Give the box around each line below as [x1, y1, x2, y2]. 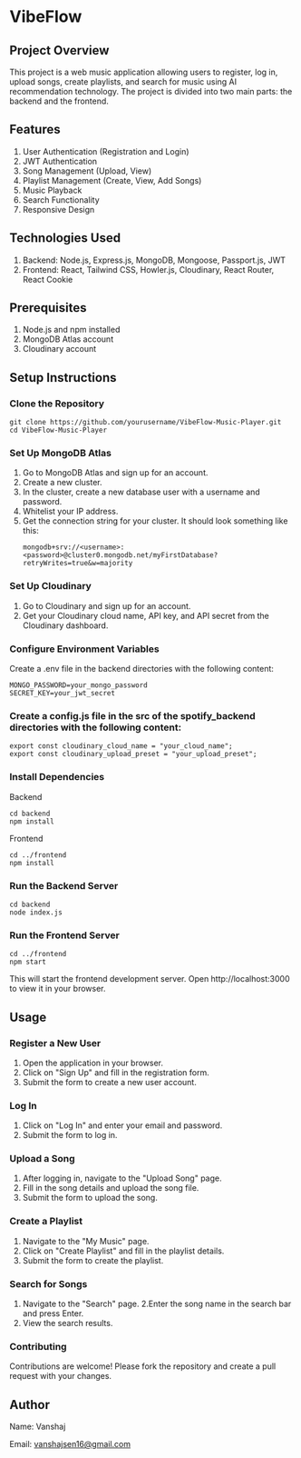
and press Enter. [22, 1308, 84, 1319]
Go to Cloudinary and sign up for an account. [22, 600, 191, 611]
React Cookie [22, 274, 73, 285]
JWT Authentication [22, 155, 98, 166]
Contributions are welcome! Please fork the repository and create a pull [9, 1361, 277, 1372]
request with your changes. [9, 1371, 112, 1382]
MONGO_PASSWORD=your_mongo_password [9, 681, 148, 690]
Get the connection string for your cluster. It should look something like [22, 515, 288, 526]
